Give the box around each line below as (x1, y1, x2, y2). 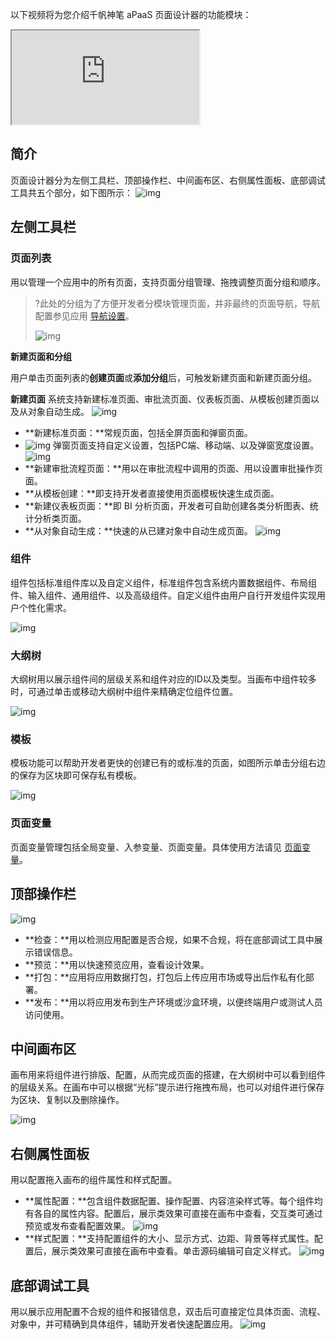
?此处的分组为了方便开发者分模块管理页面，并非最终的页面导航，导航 (34, 297, 320, 309)
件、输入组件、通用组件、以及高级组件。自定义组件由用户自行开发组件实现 (10, 589, 317, 601)
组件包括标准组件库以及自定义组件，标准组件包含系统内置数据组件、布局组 (10, 576, 317, 588)
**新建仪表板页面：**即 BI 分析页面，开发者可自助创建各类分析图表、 (24, 499, 310, 512)
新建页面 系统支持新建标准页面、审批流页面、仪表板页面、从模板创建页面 (10, 393, 311, 405)
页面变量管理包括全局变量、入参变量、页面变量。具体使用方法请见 (10, 841, 282, 853)
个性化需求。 (18, 601, 72, 613)
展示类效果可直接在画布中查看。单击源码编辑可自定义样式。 (51, 1245, 297, 1257)
